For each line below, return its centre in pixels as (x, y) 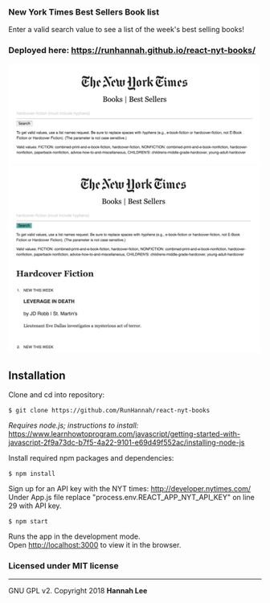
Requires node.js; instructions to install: (74, 425)
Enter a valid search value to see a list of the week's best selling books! (127, 30)
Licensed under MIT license (63, 566)
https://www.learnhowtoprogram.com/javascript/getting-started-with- (125, 434)
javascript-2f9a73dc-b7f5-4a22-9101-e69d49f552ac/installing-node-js (127, 443)
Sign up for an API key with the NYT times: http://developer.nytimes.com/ (130, 489)
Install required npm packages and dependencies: (91, 458)
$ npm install (32, 474)
